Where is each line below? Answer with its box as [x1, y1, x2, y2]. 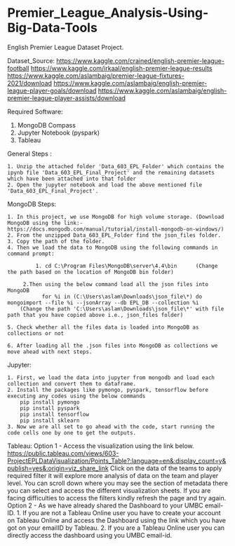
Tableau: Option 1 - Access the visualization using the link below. [7, 442, 194, 450]
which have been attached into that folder [7, 175, 137, 182]
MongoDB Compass [17, 121, 76, 129]
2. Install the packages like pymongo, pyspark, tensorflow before [7, 386, 209, 393]
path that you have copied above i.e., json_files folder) [7, 311, 184, 318]
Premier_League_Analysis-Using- [7, 5, 209, 21]
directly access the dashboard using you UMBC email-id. [7, 531, 173, 539]
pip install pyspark [20, 404, 80, 411]
